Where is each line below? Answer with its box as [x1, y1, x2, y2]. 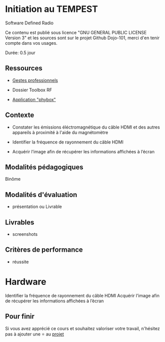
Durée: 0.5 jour [5, 50, 36, 56]
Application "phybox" [12, 96, 56, 102]
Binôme [5, 176, 21, 182]
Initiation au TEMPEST [5, 3, 98, 15]
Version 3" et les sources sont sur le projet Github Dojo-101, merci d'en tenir [5, 35, 160, 41]
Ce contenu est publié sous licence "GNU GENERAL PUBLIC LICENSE [5, 29, 147, 35]
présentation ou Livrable [12, 204, 62, 209]
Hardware [5, 276, 46, 287]
